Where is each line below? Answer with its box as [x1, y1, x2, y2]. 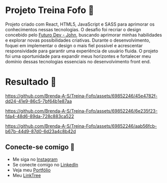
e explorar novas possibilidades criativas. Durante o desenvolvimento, [5, 37, 150, 43]
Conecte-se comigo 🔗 [5, 143, 75, 151]
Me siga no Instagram [12, 156, 58, 162]
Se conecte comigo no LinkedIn [12, 161, 78, 167]
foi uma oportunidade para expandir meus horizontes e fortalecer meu [5, 53, 151, 59]
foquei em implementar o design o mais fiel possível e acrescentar [5, 42, 143, 48]
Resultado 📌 [5, 76, 57, 87]
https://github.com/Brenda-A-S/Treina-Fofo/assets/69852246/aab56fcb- [5, 123, 157, 129]
